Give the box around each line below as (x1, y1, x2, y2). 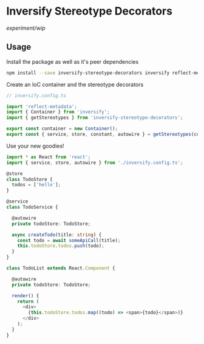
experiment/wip (6, 24, 46, 32)
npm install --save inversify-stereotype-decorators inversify (6, 70, 170, 76)
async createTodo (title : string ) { (12, 232, 102, 238)
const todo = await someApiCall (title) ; (17, 237, 121, 243)
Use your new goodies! (6, 142, 64, 149)
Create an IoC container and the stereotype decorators (6, 81, 144, 88)
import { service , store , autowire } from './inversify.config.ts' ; (6, 160, 183, 166)
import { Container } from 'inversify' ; (6, 109, 110, 115)
